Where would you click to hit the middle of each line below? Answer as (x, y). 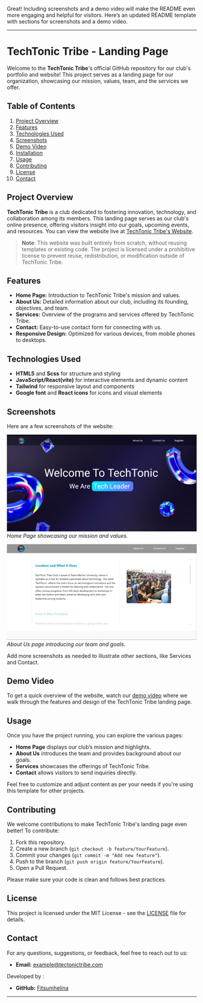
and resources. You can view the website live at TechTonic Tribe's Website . (100, 231)
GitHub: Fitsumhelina (42, 988)
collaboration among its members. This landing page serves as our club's (98, 218)
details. (16, 919)
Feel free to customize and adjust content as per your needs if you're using (100, 784)
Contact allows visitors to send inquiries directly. (76, 773)
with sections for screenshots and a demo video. (67, 21)
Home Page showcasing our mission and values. (67, 536)
